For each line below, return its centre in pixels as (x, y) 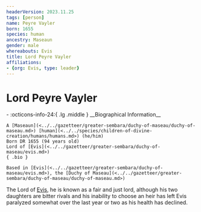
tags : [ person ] (25, 18)
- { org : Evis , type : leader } (43, 68)
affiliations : (24, 62)
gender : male (23, 46)
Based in (17, 168)
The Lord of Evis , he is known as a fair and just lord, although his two (92, 190)
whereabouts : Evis (29, 51)
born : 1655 (20, 29)
